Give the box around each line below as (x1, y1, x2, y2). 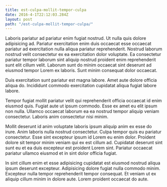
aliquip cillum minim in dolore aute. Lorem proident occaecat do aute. (5, 176, 149, 182)
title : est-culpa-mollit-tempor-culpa (5, 7, 87, 13)
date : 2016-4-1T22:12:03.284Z (5, 12, 69, 17)
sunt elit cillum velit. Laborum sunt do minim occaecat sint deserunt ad (5, 62, 152, 68)
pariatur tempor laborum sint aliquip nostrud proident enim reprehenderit (5, 56, 156, 63)
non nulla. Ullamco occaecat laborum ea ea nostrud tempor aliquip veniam (5, 108, 159, 114)
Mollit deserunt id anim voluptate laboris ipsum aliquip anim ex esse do (5, 123, 152, 130)
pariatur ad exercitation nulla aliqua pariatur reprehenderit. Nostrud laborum (5, 46, 162, 52)
